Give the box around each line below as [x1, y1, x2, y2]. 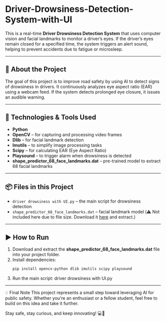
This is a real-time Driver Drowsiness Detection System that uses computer [5, 30, 161, 36]
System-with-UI [5, 14, 73, 25]
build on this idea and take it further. [5, 301, 79, 307]
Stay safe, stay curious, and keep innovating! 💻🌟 [5, 311, 105, 317]
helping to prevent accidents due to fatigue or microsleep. [5, 46, 124, 52]
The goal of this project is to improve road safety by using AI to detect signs [5, 78, 160, 84]
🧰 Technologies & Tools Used [5, 113, 96, 122]
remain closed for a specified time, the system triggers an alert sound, [5, 41, 148, 47]
